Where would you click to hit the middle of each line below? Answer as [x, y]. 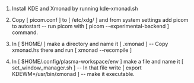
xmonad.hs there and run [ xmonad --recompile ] [72, 50]
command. [25, 32]
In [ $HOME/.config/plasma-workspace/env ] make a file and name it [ [98, 62]
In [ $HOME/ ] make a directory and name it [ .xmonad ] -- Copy [90, 44]
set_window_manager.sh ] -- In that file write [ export [77, 68]
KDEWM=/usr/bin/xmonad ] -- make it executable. [73, 74]
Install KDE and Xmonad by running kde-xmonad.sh [75, 9]
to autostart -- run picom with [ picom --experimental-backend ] [90, 26]
